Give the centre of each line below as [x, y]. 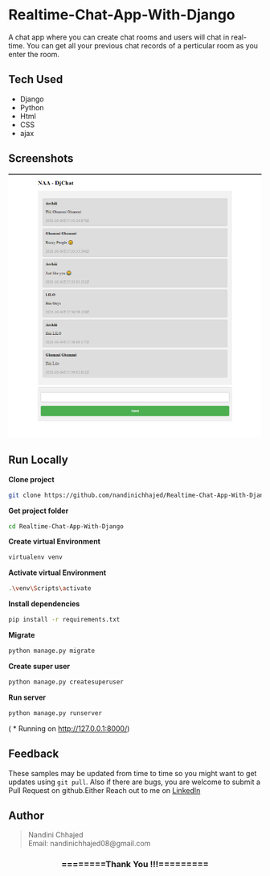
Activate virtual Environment [57, 572]
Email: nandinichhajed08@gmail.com [89, 844]
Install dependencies [44, 604]
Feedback [34, 754]
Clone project [31, 479]
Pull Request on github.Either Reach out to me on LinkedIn [104, 790]
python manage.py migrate [51, 651]
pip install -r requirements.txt [64, 620]
